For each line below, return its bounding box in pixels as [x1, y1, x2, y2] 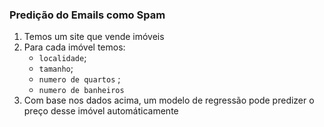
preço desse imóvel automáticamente [23, 105, 179, 117]
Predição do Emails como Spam [9, 8, 166, 22]
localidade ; [38, 52, 87, 64]
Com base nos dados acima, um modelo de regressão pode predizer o [23, 94, 315, 107]
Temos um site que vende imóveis [23, 31, 165, 43]
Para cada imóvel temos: [23, 41, 126, 53]
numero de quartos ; [38, 73, 121, 85]
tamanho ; [38, 63, 74, 75]
